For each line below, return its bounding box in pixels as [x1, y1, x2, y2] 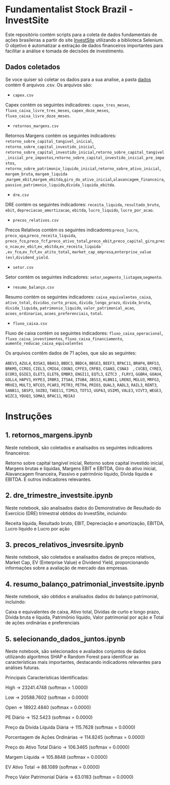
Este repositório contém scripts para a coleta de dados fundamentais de [5, 31, 157, 37]
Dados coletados [5, 63, 60, 71]
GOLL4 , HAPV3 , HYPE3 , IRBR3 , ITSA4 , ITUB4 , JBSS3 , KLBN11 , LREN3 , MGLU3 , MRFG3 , [5, 376, 160, 382]
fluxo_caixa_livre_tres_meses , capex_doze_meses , [5, 107, 110, 113]
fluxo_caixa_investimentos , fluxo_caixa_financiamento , [5, 335, 124, 342]
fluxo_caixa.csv [12, 321, 47, 326]
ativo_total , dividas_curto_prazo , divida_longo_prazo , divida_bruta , [5, 299, 152, 305]
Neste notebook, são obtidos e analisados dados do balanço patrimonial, [5, 594, 159, 600]
